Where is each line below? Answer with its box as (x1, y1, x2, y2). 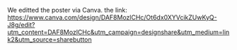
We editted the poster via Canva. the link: (7, 6, 127, 14)
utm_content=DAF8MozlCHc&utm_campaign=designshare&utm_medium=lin (7, 28, 230, 36)
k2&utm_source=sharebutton (7, 35, 92, 44)
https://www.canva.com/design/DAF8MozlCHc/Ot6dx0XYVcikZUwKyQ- (7, 13, 217, 22)
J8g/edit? (7, 21, 35, 28)
